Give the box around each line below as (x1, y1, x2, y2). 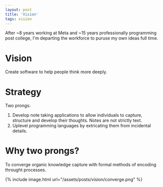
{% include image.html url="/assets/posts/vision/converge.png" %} (5, 177, 143, 183)
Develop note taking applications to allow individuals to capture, (12, 112, 142, 118)
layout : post (5, 7, 32, 12)
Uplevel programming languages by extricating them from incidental (12, 123, 151, 129)
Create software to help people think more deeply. (5, 69, 108, 75)
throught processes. (5, 167, 46, 173)
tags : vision (5, 16, 32, 21)
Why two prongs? (5, 145, 80, 156)
